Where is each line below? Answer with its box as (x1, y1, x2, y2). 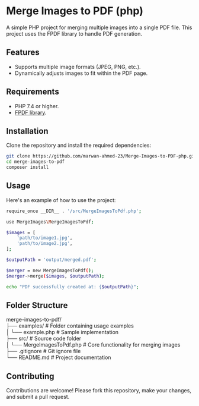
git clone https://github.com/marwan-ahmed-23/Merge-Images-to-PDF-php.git (6, 153, 197, 159)
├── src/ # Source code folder (6, 335, 82, 342)
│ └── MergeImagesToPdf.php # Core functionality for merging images (6, 341, 181, 348)
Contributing (6, 371, 54, 381)
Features (6, 48, 40, 58)
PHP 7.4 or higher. (14, 102, 59, 109)
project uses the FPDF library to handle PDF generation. (6, 30, 142, 37)
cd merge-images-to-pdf (6, 159, 65, 165)
